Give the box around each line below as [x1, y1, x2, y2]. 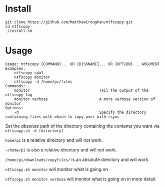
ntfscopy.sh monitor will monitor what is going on [5, 166, 108, 172]
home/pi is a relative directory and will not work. [5, 137, 103, 143]
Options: [5, 105, 23, 110]
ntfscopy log [5, 92, 32, 97]
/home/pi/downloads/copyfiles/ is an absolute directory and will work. [5, 156, 150, 162]
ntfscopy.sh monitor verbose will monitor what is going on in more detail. [5, 176, 156, 182]
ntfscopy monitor [14, 75, 50, 80]
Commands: [5, 83, 26, 88]
